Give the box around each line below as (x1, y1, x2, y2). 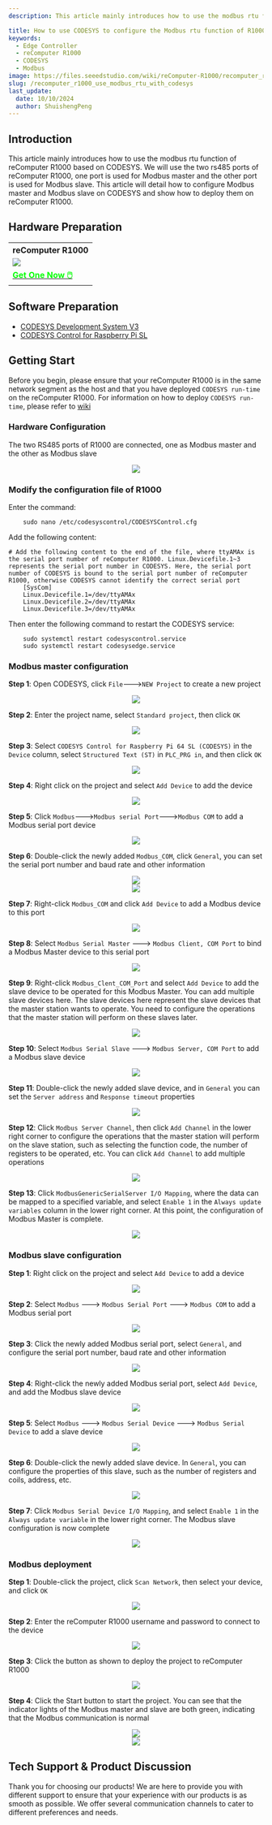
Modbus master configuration (8, 661, 129, 672)
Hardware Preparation (8, 220, 123, 234)
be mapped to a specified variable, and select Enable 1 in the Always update (8, 1197, 261, 1207)
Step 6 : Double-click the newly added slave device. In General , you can (8, 1457, 247, 1467)
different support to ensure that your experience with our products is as (8, 1790, 248, 1800)
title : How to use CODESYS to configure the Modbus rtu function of (8, 26, 244, 35)
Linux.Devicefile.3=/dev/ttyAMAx (23, 605, 136, 613)
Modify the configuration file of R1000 (8, 484, 162, 495)
